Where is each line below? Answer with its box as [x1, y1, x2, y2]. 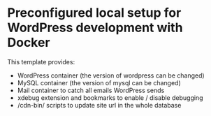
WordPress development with [7, 20, 183, 36]
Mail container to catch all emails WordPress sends [17, 86, 165, 94]
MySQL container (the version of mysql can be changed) [17, 78, 182, 87]
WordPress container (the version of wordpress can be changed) [17, 71, 205, 80]
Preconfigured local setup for [7, 5, 182, 21]
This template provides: [7, 57, 75, 66]
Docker [7, 35, 50, 50]
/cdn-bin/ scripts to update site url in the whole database [17, 101, 182, 109]
